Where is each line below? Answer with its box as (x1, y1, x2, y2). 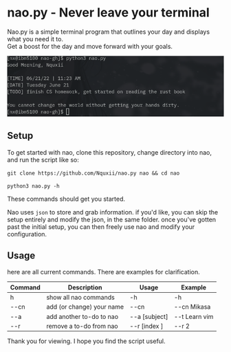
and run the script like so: (7, 155, 79, 164)
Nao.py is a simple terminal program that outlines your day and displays (7, 27, 210, 36)
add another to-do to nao (46, 312, 119, 320)
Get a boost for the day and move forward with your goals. (7, 42, 173, 50)
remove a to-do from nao (46, 322, 118, 330)
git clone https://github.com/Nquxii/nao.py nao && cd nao (7, 170, 180, 177)
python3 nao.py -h (7, 182, 60, 190)
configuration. (7, 230, 47, 238)
